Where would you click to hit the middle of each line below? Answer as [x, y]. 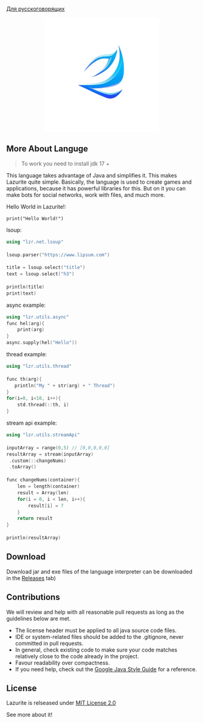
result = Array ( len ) [43, 493]
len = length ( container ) [49, 487]
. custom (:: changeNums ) [38, 461]
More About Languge [47, 149]
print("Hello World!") [35, 218]
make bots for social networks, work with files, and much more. [86, 195]
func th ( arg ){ [24, 379]
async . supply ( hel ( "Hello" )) [42, 343]
